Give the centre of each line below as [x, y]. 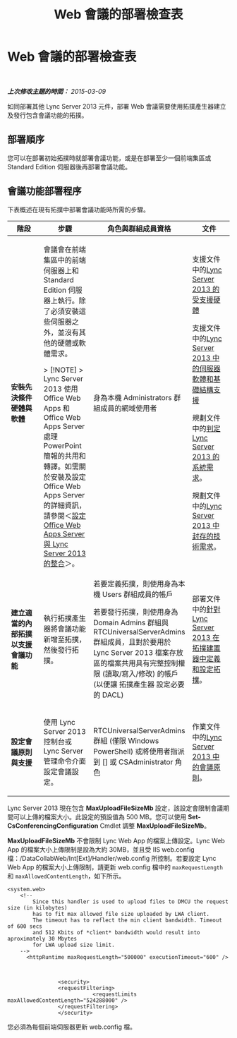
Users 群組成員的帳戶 [138, 594]
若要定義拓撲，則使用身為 [135, 584]
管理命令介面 [65, 761]
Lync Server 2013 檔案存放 [138, 652]
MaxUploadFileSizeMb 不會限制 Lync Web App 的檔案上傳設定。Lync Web [116, 840]
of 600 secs [25, 926]
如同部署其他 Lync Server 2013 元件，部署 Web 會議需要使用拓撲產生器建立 [117, 106]
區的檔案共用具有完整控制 [135, 663]
